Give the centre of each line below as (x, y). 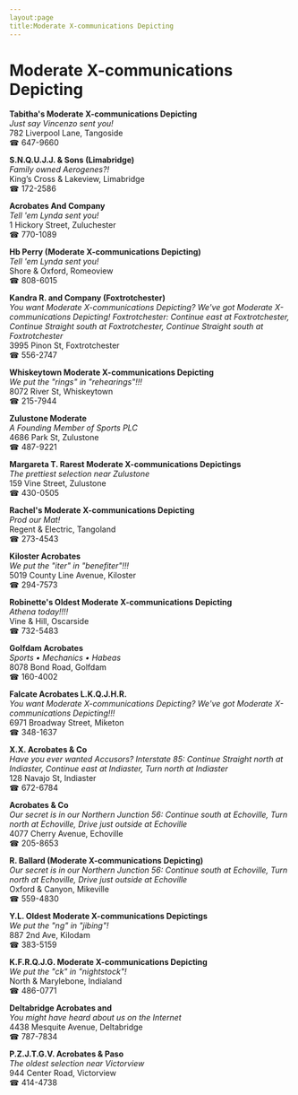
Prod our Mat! (35, 520)
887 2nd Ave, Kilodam (50, 935)
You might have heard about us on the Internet (95, 1018)
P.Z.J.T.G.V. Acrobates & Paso (67, 1054)
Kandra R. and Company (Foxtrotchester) (87, 298)
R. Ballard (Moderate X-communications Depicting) (106, 861)
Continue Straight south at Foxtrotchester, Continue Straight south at (136, 326)
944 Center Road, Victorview (63, 1073)
